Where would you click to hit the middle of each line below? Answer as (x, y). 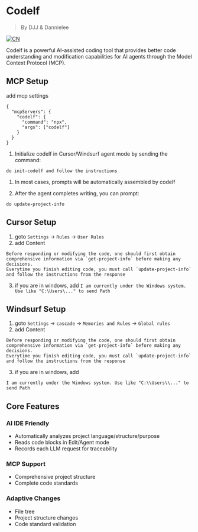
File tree (25, 511)
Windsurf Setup (36, 309)
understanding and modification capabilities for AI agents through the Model (99, 56)
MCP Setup (27, 81)
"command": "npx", (44, 122)
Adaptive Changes (33, 498)
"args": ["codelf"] (46, 127)
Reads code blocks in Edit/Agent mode (62, 443)
